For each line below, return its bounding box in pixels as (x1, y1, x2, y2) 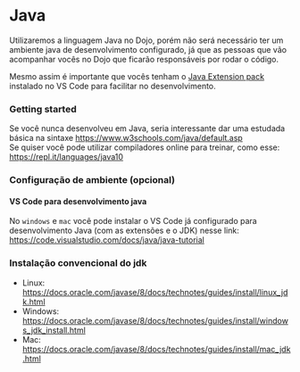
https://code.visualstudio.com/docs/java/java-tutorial (9, 235, 205, 245)
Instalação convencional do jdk (9, 257, 147, 269)
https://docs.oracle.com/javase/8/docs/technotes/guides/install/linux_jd (21, 286, 288, 297)
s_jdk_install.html (21, 325, 87, 335)
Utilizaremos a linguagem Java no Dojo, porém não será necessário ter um (9, 35, 284, 45)
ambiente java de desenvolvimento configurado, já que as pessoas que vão (9, 44, 287, 54)
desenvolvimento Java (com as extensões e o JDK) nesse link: (9, 225, 239, 236)
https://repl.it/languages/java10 (9, 152, 123, 162)
